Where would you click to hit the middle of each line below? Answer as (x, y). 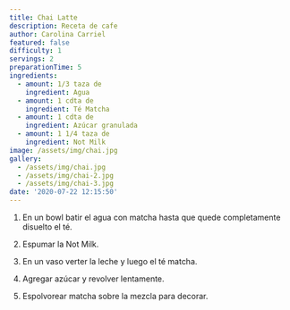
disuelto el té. (47, 227)
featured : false (39, 42)
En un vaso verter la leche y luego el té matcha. (110, 261)
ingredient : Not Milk (65, 142)
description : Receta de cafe (64, 26)
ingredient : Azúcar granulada (82, 126)
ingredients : (34, 76)
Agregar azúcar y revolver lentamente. (93, 279)
